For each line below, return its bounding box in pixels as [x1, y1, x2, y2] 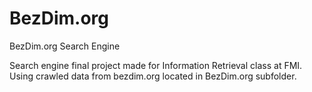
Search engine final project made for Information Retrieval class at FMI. [9, 59, 303, 71]
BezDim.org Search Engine [9, 40, 121, 52]
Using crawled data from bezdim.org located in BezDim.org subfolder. [9, 70, 297, 82]
